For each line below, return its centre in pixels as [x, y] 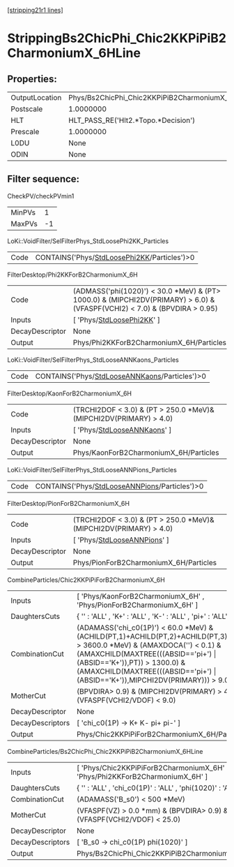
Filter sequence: [44, 179]
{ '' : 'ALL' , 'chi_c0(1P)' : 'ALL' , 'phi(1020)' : [149, 787]
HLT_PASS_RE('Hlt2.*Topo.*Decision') [132, 120]
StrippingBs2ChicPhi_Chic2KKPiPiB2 [117, 38]
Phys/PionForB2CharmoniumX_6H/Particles [145, 562]
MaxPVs [24, 224]
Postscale [27, 109]
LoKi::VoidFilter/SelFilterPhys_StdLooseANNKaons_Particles [93, 360]
